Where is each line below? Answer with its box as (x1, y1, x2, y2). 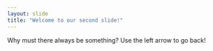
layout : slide (7, 10, 49, 17)
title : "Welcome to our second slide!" (7, 17, 124, 24)
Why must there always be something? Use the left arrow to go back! (7, 36, 206, 44)
